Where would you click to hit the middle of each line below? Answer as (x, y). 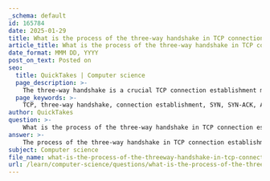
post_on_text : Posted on (50, 61)
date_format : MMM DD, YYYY (53, 53)
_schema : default (37, 16)
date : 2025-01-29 (37, 30)
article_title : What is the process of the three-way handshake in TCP (131, 46)
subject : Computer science (53, 150)
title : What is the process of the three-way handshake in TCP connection (136, 38)
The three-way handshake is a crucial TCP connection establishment (140, 90)
